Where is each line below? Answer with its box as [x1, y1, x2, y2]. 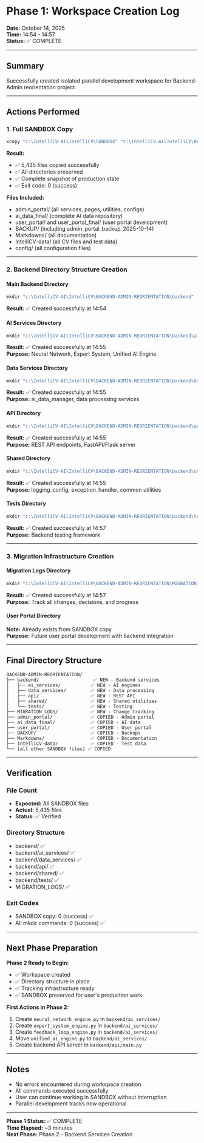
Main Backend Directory [6, 280, 69, 288]
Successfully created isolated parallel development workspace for [6, 77, 172, 84]
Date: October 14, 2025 [6, 24, 66, 32]
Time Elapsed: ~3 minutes [6, 1124, 73, 1131]
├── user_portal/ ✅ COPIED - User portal [6, 724, 152, 731]
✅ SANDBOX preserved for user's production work [15, 991, 143, 999]
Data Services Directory [6, 364, 68, 371]
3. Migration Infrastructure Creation [6, 552, 114, 560]
